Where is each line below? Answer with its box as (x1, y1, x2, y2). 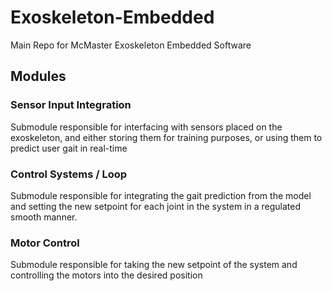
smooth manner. (10, 211, 78, 223)
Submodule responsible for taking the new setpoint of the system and (10, 259, 298, 271)
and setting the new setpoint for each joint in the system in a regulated (10, 200, 301, 212)
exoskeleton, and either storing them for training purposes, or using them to (10, 131, 323, 143)
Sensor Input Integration (10, 98, 132, 112)
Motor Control (10, 236, 80, 250)
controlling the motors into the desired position (10, 269, 203, 281)
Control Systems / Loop (10, 167, 128, 181)
